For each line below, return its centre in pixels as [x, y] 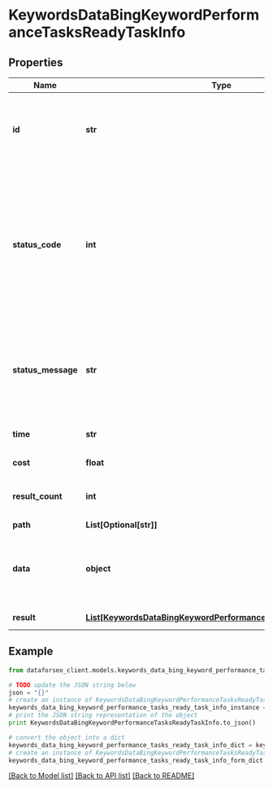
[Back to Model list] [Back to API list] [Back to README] [102, 776]
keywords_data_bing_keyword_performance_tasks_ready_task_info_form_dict [136, 760]
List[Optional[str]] [121, 525]
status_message [45, 370]
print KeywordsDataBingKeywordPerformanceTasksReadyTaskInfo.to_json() [132, 723]
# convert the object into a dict [67, 737]
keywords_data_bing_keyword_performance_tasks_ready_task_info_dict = [130, 745]
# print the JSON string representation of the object [103, 715]
